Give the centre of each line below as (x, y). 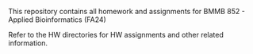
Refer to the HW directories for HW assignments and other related (116, 35)
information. (28, 43)
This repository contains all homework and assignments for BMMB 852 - (127, 11)
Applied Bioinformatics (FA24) (57, 20)
